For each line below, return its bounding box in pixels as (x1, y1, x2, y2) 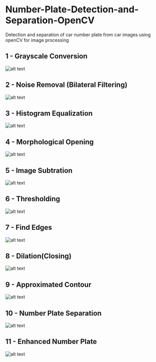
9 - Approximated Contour (5, 280, 92, 289)
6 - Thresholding (5, 194, 60, 204)
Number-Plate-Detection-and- (5, 4, 139, 15)
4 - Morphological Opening (5, 137, 94, 146)
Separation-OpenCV (5, 14, 95, 26)
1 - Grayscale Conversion (5, 52, 88, 61)
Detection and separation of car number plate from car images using (5, 31, 151, 38)
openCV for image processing (5, 37, 69, 43)
